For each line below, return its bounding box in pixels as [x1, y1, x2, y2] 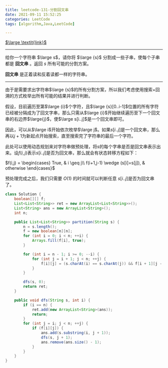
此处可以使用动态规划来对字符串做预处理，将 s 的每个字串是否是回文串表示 [5, 144, 156, 150]
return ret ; [23, 284, 48, 289]
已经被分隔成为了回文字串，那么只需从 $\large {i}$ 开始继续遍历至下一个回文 [5, 110, 160, 116]
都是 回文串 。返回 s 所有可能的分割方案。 [5, 61, 91, 67]
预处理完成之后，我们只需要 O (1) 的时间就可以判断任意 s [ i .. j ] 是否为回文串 [5, 176, 154, 182]
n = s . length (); [23, 224, 57, 229]
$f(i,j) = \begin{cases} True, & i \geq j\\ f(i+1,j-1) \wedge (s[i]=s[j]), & [5, 160, 145, 166]
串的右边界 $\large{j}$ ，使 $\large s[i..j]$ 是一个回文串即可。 [5, 116, 127, 122]
